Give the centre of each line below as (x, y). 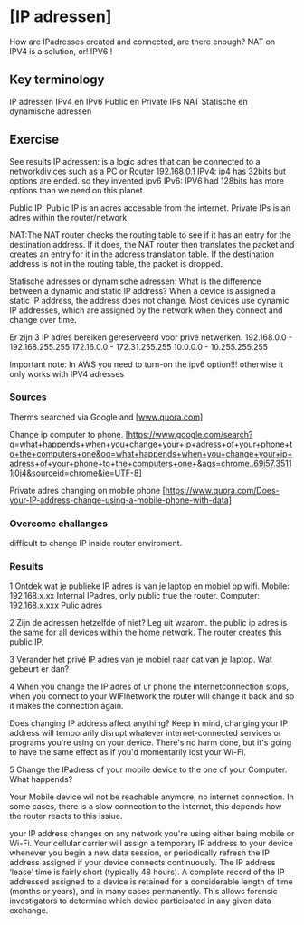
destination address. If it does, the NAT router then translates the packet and (152, 244)
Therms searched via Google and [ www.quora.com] (106, 417)
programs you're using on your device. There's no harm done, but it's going (151, 742)
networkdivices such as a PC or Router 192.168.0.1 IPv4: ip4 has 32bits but (148, 171)
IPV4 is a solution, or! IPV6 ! (61, 51)
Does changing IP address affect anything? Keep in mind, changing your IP (148, 723)
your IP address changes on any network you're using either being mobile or (152, 834)
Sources (28, 397)
